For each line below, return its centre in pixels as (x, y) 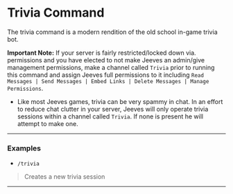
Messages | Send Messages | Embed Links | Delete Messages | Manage (108, 81)
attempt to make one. (48, 123)
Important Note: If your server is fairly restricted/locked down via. (102, 53)
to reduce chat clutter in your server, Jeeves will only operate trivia (113, 109)
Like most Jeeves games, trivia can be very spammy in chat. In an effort (120, 101)
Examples (24, 148)
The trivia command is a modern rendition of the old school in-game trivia (112, 32)
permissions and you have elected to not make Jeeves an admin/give (106, 60)
